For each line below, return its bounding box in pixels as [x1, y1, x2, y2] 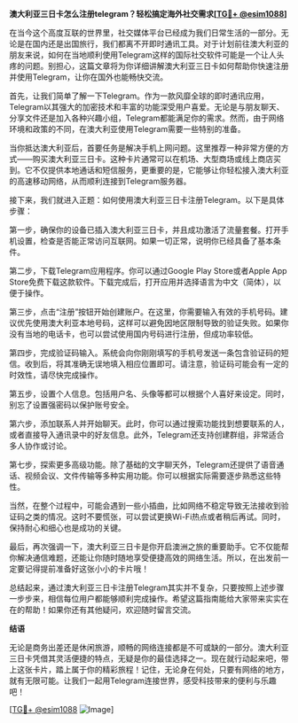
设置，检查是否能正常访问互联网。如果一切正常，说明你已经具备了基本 [16, 236, 273, 246]
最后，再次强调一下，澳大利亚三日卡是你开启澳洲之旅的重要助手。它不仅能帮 [9, 541, 289, 552]
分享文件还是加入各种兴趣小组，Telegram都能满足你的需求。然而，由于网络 [9, 113, 285, 123]
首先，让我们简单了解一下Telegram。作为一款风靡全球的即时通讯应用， [9, 90, 269, 101]
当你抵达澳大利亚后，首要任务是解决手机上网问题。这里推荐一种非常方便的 [9, 143, 281, 153]
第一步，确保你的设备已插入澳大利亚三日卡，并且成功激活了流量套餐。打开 [9, 225, 281, 235]
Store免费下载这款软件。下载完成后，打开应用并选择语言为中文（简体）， [9, 276, 274, 287]
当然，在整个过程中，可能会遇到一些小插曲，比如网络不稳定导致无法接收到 [9, 501, 281, 510]
